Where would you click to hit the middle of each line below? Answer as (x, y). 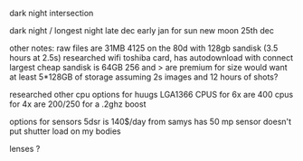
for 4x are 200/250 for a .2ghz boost (78, 104)
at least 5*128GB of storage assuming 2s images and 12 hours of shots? (144, 77)
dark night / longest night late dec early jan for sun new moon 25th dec (142, 30)
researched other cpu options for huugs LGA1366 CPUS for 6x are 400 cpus (151, 95)
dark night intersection (52, 13)
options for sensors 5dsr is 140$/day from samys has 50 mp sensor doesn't (151, 122)
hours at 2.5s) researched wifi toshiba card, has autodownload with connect (151, 57)
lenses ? (25, 149)
